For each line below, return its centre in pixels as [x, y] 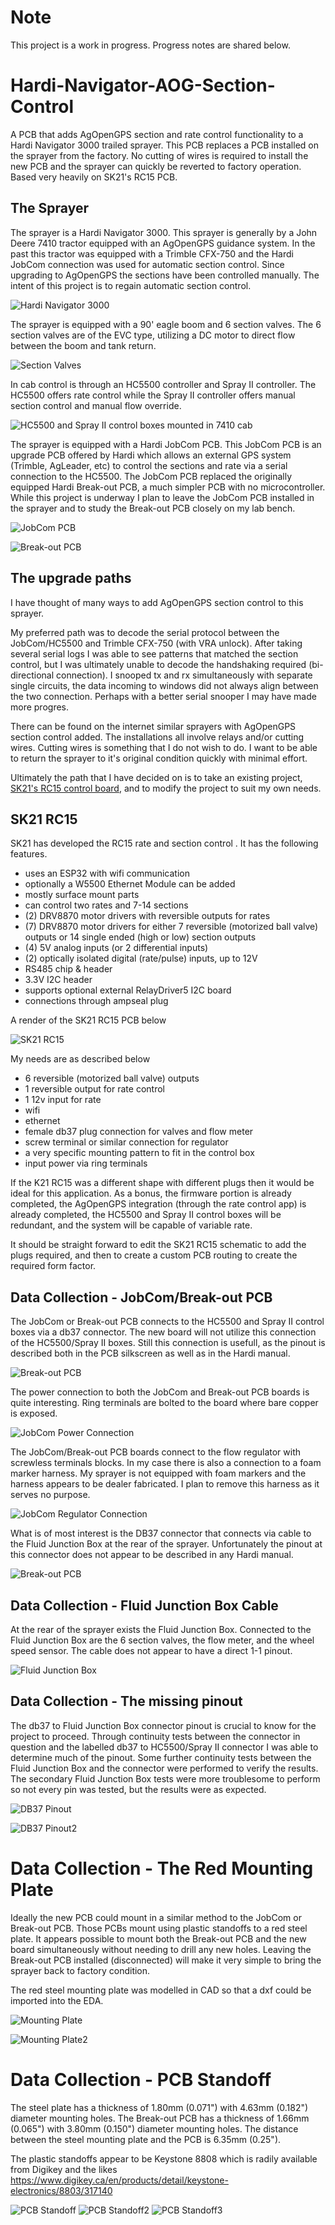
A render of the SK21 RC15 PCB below [88, 1020]
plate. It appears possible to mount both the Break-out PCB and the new [158, 1938]
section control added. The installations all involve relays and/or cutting [157, 737]
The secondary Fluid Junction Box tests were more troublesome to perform [165, 1778]
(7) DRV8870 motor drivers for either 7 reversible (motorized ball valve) [171, 927]
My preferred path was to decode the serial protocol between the [145, 632]
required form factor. [53, 1266]
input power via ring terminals [86, 1163]
